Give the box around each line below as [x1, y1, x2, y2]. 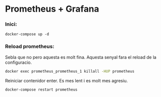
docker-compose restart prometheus [5, 87, 78, 92]
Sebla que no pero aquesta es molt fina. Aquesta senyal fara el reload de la [5, 54, 157, 60]
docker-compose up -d [5, 32, 49, 37]
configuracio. [5, 59, 32, 65]
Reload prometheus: [5, 43, 55, 50]
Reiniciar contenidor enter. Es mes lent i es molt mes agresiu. [5, 78, 128, 83]
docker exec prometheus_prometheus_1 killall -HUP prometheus [5, 69, 135, 74]
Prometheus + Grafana [5, 3, 99, 15]
